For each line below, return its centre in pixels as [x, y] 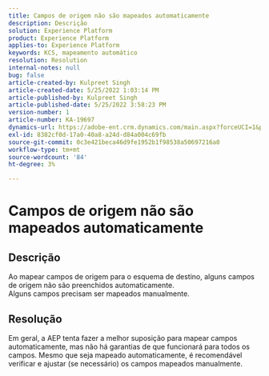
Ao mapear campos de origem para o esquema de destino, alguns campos [131, 277]
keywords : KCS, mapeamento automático [73, 53]
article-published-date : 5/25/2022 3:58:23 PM [87, 105]
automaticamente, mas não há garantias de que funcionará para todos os [129, 346]
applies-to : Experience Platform [64, 46]
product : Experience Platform [59, 38]
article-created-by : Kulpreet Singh [69, 82]
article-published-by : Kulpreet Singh [73, 98]
